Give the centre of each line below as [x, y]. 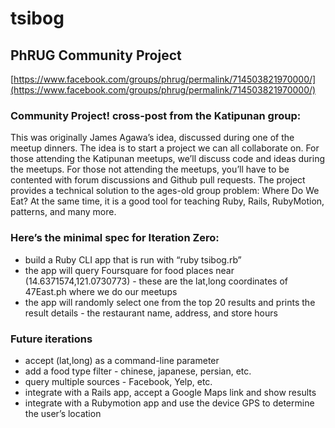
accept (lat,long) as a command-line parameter [122, 360]
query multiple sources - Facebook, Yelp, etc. [118, 381]
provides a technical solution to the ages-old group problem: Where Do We [165, 191]
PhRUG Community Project [96, 55]
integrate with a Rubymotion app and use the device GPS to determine [169, 403]
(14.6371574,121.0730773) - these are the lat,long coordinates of [156, 281]
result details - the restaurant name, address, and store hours [151, 313]
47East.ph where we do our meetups [101, 291]
